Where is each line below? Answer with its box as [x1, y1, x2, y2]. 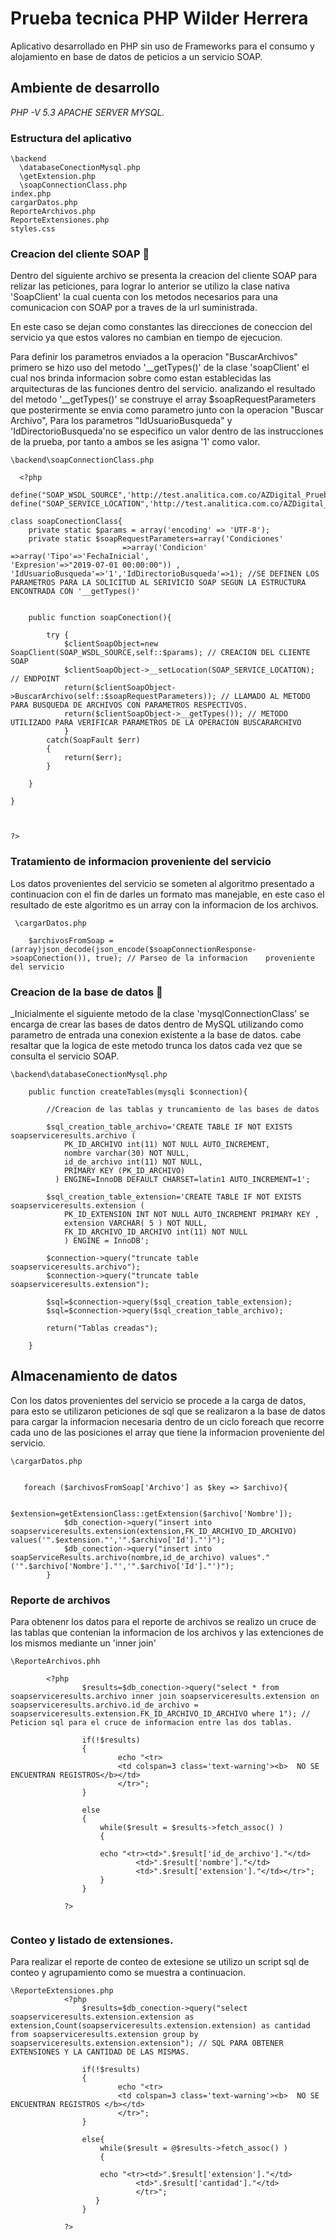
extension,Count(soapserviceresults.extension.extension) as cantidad [10, 2021, 311, 2031]
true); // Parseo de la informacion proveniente [95, 953, 315, 963]
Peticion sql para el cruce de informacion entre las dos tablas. [10, 1718, 293, 1728]
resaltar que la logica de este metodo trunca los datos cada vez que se [10, 1039, 303, 1051]
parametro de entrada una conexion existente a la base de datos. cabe [10, 1028, 302, 1041]
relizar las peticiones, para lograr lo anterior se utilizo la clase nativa [10, 280, 290, 292]
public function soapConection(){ [28, 613, 172, 623]
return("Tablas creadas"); [46, 1323, 159, 1333]
